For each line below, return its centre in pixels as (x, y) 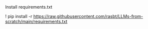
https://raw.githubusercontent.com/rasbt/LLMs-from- (88, 16)
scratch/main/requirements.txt (36, 22)
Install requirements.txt (29, 7)
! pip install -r (19, 16)
